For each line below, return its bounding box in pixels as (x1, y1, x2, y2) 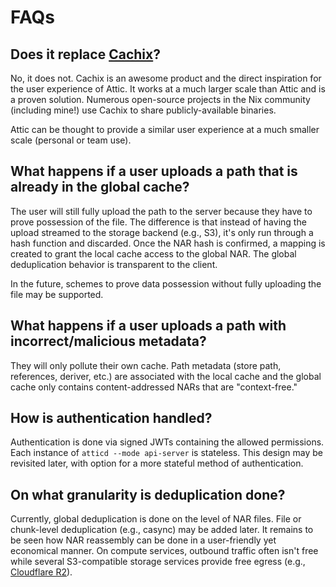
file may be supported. (10, 288, 104, 300)
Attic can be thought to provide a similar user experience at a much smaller (10, 124, 320, 135)
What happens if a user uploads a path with (10, 317, 287, 335)
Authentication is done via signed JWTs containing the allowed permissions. (10, 436, 325, 448)
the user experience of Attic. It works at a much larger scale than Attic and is (10, 83, 326, 95)
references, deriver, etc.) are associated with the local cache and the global (10, 370, 322, 382)
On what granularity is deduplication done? (10, 486, 286, 503)
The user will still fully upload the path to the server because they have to (10, 205, 313, 217)
